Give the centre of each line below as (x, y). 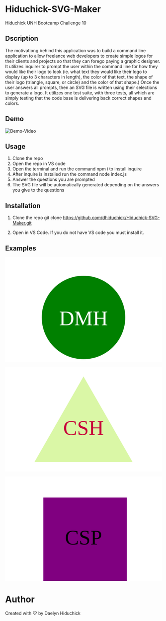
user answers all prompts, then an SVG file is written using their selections (81, 87)
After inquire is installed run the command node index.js (69, 174)
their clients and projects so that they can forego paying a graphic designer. (83, 61)
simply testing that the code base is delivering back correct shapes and (78, 98)
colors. (12, 103)
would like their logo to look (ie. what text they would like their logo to (76, 72)
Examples (21, 248)
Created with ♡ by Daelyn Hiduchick (43, 613)
